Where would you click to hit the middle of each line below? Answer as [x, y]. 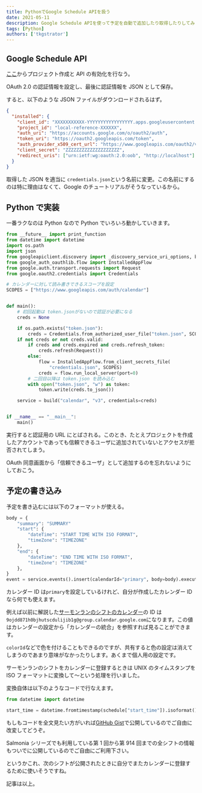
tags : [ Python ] [25, 29]
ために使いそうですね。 [40, 771]
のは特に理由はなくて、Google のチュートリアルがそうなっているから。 [95, 187]
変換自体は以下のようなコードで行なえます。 [61, 688]
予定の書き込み [34, 491]
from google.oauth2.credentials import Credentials [72, 274]
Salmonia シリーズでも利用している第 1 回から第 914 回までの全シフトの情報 [100, 743]
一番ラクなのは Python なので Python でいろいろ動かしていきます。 [90, 223]
